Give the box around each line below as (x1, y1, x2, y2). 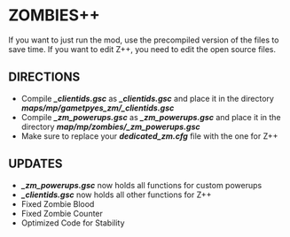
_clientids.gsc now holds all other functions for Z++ (20, 189, 212, 200)
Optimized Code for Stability (20, 218, 125, 228)
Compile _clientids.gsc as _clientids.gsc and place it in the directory (20, 93, 274, 103)
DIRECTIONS (8, 70, 81, 85)
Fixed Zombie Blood (20, 198, 95, 209)
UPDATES (8, 157, 63, 172)
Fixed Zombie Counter (20, 208, 104, 218)
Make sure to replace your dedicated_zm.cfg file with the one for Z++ (20, 130, 278, 141)
